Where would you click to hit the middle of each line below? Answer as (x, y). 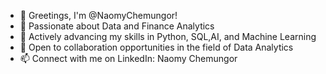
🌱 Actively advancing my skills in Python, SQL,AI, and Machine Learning (168, 36)
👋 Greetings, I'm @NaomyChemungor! (98, 15)
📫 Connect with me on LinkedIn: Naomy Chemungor (128, 58)
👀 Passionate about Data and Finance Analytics (117, 26)
